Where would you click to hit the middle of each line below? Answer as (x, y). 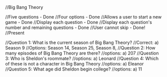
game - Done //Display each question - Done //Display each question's (79, 22)
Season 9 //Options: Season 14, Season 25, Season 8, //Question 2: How (80, 48)
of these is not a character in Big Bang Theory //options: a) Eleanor (75, 64)
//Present (15, 33)
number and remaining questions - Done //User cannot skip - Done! (75, 27)
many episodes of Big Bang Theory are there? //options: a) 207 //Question (82, 53)
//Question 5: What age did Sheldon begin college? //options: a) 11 (74, 69)
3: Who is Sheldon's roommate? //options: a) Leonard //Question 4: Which (82, 58)
